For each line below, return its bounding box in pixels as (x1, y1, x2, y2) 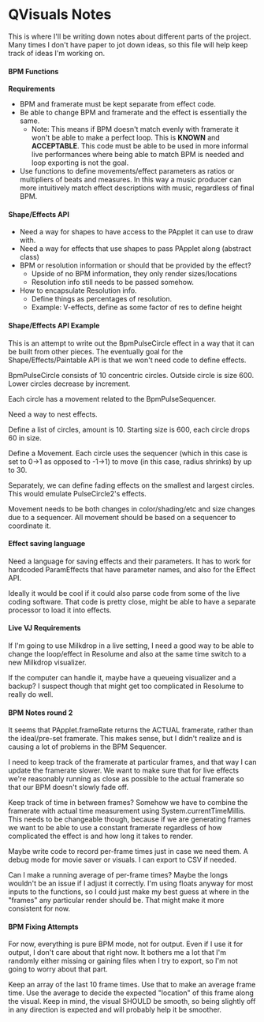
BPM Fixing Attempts (8, 922, 79, 931)
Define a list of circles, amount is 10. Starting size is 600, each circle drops (8, 425, 251, 434)
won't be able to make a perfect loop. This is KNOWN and (31, 133, 221, 143)
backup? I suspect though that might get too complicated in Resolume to (8, 681, 244, 691)
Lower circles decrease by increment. (8, 379, 131, 388)
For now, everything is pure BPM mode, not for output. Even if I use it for (8, 939, 244, 949)
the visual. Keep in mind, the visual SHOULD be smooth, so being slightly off (8, 997, 256, 1006)
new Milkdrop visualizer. (8, 657, 87, 667)
